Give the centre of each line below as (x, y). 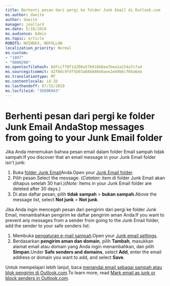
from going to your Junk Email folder (84, 138)
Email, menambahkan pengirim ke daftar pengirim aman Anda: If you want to (85, 215)
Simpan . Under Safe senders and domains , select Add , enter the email (87, 252)
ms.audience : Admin (26, 34)
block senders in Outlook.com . (37, 278)
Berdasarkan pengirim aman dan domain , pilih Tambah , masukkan (83, 241)
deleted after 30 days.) (37, 189)
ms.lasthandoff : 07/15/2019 (35, 86)
